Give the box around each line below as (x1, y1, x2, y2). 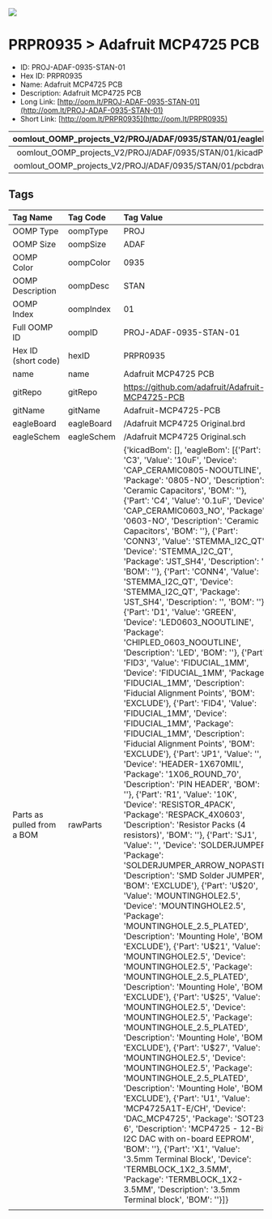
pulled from (12, 819, 57, 830)
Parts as (12, 809, 44, 820)
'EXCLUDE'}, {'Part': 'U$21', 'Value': (123, 940, 261, 952)
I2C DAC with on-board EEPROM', (123, 1133, 254, 1144)
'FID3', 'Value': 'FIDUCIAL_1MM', (123, 657, 249, 668)
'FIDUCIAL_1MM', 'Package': (123, 717, 234, 729)
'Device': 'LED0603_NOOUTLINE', (123, 616, 254, 627)
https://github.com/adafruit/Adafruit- (123, 381, 266, 392)
